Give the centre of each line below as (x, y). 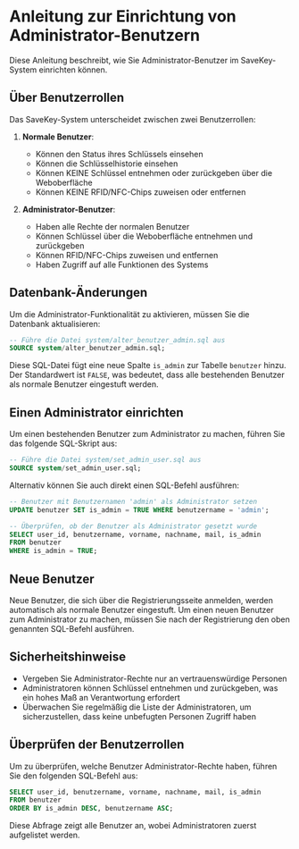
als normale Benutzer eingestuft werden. (84, 384)
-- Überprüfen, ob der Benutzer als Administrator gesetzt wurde (133, 526)
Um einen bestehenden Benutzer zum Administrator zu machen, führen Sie (147, 434)
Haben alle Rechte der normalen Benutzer (112, 226)
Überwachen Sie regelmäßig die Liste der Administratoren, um (137, 707)
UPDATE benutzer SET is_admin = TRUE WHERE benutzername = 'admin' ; (139, 510)
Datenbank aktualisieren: (55, 324)
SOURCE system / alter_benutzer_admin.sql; (87, 349)
